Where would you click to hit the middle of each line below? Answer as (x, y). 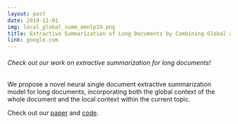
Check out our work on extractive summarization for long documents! (109, 62)
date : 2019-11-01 (33, 20)
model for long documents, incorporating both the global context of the (111, 92)
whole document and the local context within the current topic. (99, 99)
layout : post (27, 14)
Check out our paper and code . (53, 113)
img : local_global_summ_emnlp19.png (61, 27)
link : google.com (33, 40)
